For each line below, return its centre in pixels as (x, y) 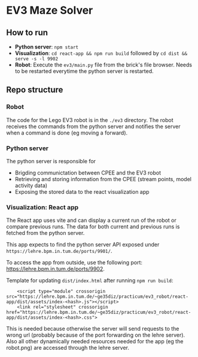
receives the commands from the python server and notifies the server (93, 126)
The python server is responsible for (51, 161)
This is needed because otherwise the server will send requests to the (93, 329)
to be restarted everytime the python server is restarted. (84, 71)
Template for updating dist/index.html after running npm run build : (90, 280)
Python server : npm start (47, 47)
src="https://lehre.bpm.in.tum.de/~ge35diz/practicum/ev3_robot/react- (97, 297)
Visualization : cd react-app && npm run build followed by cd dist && (101, 53)
